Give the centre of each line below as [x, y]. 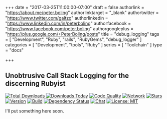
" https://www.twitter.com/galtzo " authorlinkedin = [57, 18]
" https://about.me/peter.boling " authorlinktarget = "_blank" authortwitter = [82, 13]
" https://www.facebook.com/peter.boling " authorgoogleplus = [69, 29]
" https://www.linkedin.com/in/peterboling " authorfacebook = [68, 23]
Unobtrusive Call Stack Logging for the [67, 76]
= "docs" [15, 50]
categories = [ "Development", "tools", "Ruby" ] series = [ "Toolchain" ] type [84, 45]
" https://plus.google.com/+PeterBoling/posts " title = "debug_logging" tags [82, 34]
